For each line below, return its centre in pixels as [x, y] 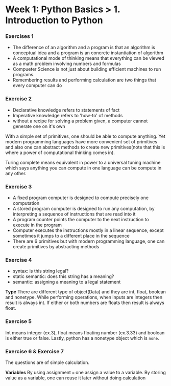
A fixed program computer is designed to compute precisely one [81, 198]
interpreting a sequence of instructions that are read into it [74, 214]
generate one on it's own [39, 126]
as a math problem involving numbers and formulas [67, 64]
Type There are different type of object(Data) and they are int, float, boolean [86, 292]
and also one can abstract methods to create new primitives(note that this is [85, 147]
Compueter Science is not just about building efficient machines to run [87, 69]
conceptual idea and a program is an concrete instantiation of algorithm [88, 53]
